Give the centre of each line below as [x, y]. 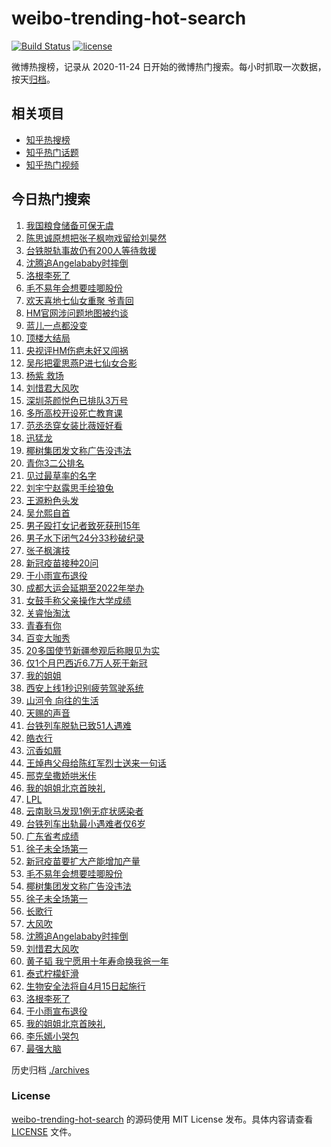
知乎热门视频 [52, 164]
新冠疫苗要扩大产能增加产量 [83, 861]
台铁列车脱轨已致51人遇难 [78, 725]
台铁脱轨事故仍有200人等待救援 [91, 250]
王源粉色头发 [52, 500]
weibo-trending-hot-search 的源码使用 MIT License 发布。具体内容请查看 [162, 1119]
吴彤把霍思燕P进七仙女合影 [81, 363]
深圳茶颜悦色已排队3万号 [77, 400]
